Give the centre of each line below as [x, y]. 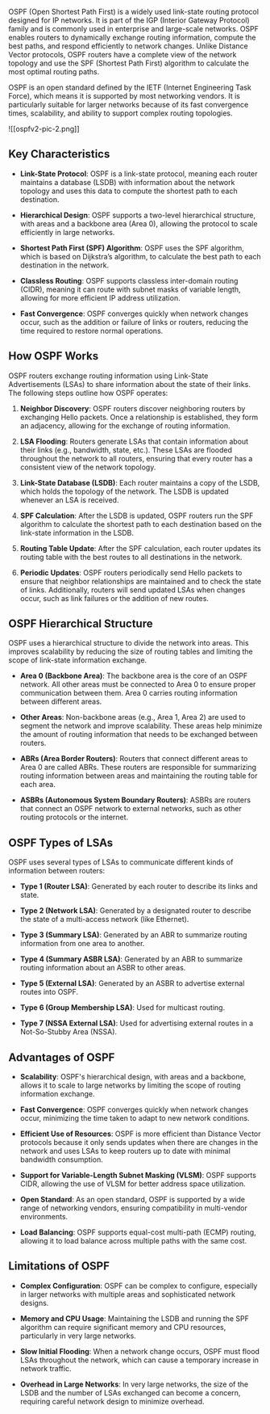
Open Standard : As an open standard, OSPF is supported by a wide [133, 1200]
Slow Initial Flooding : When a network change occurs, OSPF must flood [140, 1351]
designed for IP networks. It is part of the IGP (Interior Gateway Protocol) [129, 20]
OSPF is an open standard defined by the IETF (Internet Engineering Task [130, 87]
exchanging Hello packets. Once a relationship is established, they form [139, 417]
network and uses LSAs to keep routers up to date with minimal [125, 1151]
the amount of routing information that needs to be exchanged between [139, 734]
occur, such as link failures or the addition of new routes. [114, 598]
